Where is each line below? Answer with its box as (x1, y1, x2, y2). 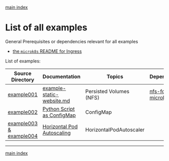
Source (14, 70, 32, 77)
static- (42, 91, 59, 98)
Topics (106, 73, 123, 80)
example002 (8, 108, 38, 115)
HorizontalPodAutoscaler (85, 126, 145, 133)
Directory (11, 76, 34, 83)
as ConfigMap (42, 112, 76, 119)
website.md (42, 97, 70, 104)
